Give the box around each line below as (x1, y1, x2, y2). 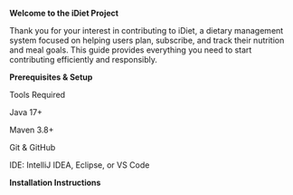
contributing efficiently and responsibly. (9, 54, 158, 64)
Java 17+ (9, 107, 43, 117)
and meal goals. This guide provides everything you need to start (9, 44, 252, 55)
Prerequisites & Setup (9, 72, 93, 83)
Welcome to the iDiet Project (9, 8, 119, 18)
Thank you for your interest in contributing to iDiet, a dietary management (9, 25, 284, 35)
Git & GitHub (9, 142, 56, 152)
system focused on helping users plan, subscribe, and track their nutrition (9, 35, 285, 45)
